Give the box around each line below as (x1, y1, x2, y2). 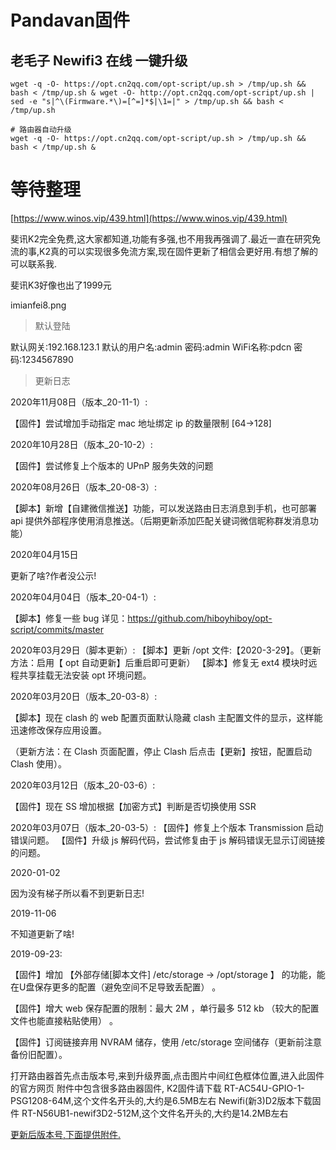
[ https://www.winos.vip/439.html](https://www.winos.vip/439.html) (10, 212, 288, 224)
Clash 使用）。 (10, 757, 68, 770)
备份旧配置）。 (10, 1048, 68, 1060)
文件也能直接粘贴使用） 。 (10, 1014, 118, 1026)
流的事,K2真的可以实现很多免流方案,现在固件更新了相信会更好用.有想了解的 (10, 245, 319, 257)
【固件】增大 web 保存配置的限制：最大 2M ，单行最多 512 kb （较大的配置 (10, 1002, 320, 1014)
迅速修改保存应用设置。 (10, 724, 107, 736)
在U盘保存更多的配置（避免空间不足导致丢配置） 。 (10, 981, 222, 993)
